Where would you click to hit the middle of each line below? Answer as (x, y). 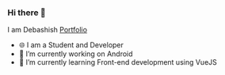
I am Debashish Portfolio (48, 30)
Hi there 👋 (27, 13)
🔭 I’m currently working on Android (76, 54)
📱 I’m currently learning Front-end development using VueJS (118, 62)
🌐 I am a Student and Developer (71, 45)
